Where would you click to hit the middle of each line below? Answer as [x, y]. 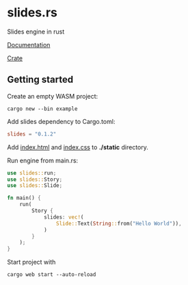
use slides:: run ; [32, 173]
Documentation [29, 45]
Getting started [40, 80]
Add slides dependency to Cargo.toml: [61, 121]
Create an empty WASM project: [53, 96]
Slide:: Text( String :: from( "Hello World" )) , [119, 223]
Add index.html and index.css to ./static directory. [78, 147]
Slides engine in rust [36, 32]
